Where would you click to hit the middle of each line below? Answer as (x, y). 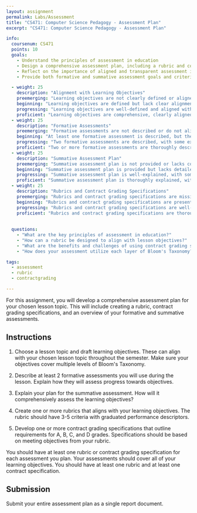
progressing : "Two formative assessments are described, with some (101, 142)
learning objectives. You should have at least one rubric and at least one (93, 464)
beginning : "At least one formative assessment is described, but (99, 137)
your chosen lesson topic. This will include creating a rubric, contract (89, 306)
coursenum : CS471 (33, 44)
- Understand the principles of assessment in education (88, 60)
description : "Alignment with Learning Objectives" (81, 93)
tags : (13, 262)
